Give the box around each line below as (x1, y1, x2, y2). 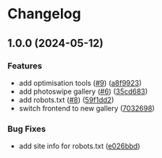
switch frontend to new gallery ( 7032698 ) (18, 103, 155, 113)
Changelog (7, 5, 81, 23)
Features (7, 60, 43, 71)
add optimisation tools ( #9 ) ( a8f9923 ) (18, 78, 142, 87)
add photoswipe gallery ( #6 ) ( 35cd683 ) (18, 87, 148, 96)
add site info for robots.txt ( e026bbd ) (18, 141, 141, 151)
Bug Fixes (7, 123, 47, 134)
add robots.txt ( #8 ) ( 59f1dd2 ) (18, 94, 115, 104)
